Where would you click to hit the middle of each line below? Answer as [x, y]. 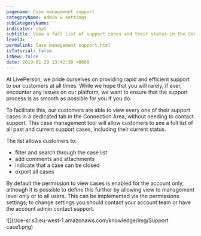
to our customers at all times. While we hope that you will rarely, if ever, [94, 85]
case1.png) [20, 226]
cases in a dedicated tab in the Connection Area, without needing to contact [100, 116]
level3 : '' [20, 40]
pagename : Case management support [51, 12]
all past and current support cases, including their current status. [86, 129]
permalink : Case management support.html [59, 46]
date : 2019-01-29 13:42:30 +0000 [48, 62]
